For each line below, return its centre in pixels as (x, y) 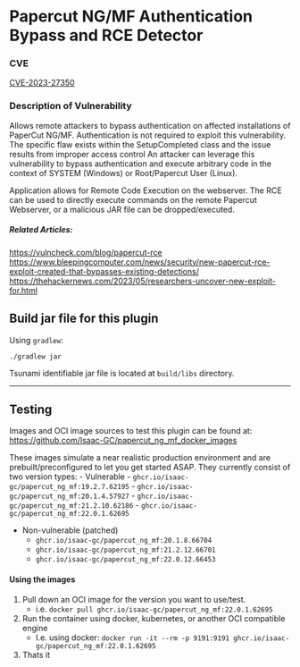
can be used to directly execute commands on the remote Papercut (133, 199)
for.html (24, 290)
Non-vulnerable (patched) (70, 530)
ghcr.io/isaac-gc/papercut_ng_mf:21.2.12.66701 (125, 550)
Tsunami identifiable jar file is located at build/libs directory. (122, 373)
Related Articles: (41, 230)
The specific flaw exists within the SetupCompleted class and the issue (140, 144)
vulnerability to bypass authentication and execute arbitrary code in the (141, 164)
